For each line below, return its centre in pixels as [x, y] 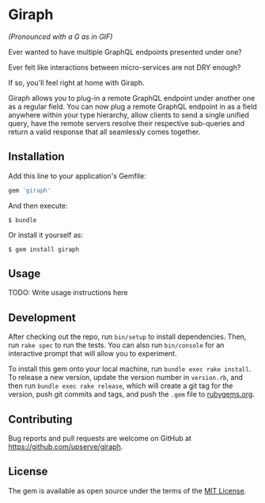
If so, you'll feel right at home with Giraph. [76, 83]
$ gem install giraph [44, 249]
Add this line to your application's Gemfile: [77, 175]
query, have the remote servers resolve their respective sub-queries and [127, 123]
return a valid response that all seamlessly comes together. [104, 132]
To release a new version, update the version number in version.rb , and [126, 378]
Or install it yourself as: [45, 235]
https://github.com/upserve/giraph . [66, 447]
